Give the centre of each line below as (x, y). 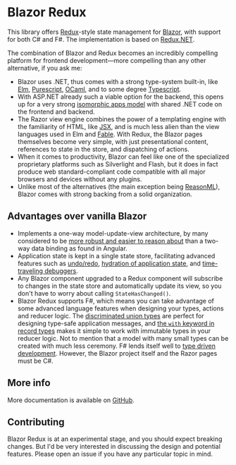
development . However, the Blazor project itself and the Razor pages (117, 353)
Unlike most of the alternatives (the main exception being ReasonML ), (119, 186)
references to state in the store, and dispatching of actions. (103, 149)
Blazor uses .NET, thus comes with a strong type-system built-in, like (118, 81)
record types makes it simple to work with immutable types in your (114, 331)
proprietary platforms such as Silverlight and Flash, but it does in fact (118, 164)
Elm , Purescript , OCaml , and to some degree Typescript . (99, 89)
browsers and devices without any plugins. (80, 179)
